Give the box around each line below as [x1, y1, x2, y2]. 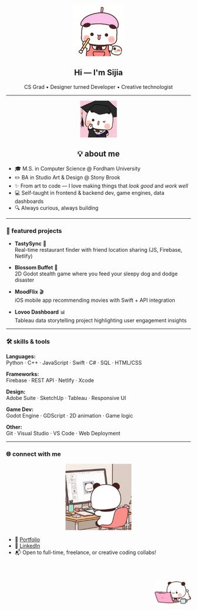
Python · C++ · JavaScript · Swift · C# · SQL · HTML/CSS [6, 359, 142, 366]
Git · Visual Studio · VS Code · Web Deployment [6, 430, 121, 437]
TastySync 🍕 [14, 240, 47, 247]
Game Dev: [6, 406, 34, 413]
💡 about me [77, 149, 120, 159]
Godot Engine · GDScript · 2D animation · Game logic [6, 412, 133, 419]
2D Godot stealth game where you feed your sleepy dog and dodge [14, 270, 178, 277]
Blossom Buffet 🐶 [14, 264, 58, 271]
